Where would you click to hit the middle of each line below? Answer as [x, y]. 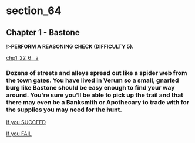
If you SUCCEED [26, 122]
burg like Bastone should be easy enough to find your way [90, 87]
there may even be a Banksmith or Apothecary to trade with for [98, 102]
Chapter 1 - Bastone [43, 33]
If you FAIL [19, 134]
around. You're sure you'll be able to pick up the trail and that [95, 95]
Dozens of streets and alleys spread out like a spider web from [97, 73]
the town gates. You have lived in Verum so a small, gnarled [93, 80]
